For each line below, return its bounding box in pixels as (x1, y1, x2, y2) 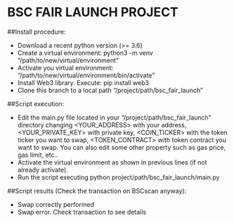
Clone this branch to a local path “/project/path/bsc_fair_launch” (17, 86, 204, 94)
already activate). (17, 165, 68, 174)
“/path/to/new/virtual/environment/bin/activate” (17, 71, 155, 79)
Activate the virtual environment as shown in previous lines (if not (17, 158, 207, 166)
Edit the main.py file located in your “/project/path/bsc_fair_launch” (17, 113, 212, 122)
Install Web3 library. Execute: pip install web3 (17, 78, 150, 87)
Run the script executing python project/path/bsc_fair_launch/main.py (17, 173, 220, 181)
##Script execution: (7, 99, 65, 108)
